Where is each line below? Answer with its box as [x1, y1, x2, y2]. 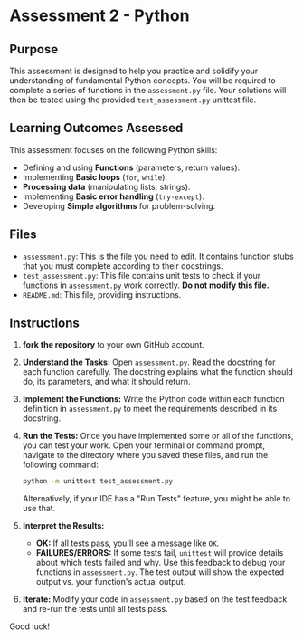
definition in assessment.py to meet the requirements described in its [22, 404, 278, 415]
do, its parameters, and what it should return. [22, 377, 192, 387]
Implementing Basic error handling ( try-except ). [22, 191, 205, 202]
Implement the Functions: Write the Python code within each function [22, 394, 285, 405]
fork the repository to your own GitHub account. [22, 339, 205, 350]
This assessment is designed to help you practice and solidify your [9, 65, 259, 76]
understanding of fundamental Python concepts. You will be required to [9, 75, 276, 86]
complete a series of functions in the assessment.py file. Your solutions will [9, 85, 287, 95]
